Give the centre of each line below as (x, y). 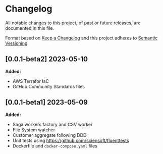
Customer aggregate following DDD (49, 135)
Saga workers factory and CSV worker (52, 124)
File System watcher (34, 130)
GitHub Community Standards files (48, 86)
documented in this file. (30, 28)
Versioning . (17, 43)
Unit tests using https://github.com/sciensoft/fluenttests (71, 140)
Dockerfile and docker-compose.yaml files (55, 146)
